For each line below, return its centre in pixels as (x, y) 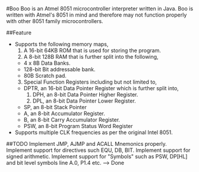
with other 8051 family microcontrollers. (55, 21)
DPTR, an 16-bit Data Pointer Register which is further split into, (101, 88)
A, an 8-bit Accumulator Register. (64, 113)
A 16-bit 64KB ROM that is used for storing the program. (92, 50)
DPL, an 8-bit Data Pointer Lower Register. (84, 101)
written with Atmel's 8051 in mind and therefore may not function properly (97, 15)
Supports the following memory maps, (61, 44)
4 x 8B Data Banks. (47, 63)
